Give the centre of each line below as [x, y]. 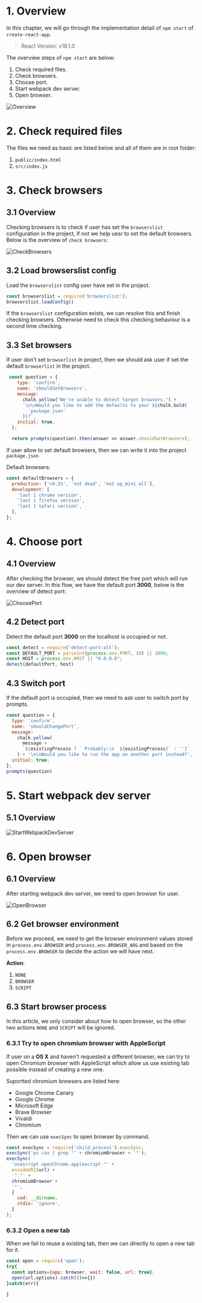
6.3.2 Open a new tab [38, 1230]
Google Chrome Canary [44, 1093]
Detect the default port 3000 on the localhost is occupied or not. [87, 636]
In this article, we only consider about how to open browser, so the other [96, 1021]
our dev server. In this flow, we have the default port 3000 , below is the [95, 584]
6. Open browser [49, 856]
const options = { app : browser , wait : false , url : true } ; [83, 1272]
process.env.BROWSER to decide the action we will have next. [80, 952]
